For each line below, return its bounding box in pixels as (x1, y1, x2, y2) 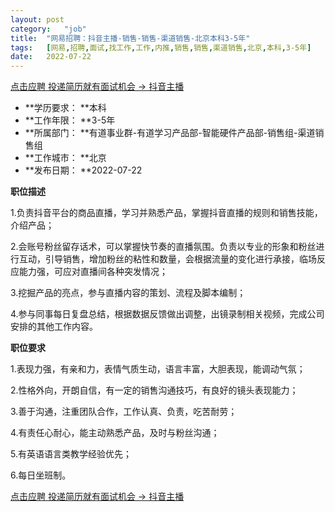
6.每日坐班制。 (10, 469, 72, 481)
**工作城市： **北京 (24, 152, 107, 164)
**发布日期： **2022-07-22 (24, 164, 143, 176)
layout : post (10, 14, 65, 25)
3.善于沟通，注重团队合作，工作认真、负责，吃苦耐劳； (10, 406, 238, 418)
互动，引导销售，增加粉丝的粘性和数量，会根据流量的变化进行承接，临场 (18, 253, 317, 265)
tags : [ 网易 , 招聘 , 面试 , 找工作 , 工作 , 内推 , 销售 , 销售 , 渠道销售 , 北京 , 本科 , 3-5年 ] (10, 42, 312, 53)
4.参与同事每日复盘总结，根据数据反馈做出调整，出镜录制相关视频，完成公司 (10, 308, 325, 320)
